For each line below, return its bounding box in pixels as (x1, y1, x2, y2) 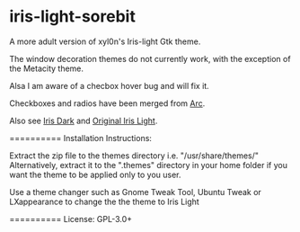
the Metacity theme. (9, 63, 84, 74)
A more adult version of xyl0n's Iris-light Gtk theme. (9, 36, 201, 47)
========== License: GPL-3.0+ (9, 213, 133, 224)
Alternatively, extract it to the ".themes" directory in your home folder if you (9, 159, 287, 170)
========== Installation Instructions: (9, 132, 153, 143)
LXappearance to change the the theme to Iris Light (9, 196, 199, 207)
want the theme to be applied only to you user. (9, 169, 181, 180)
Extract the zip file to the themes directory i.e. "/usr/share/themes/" (9, 150, 259, 161)
